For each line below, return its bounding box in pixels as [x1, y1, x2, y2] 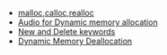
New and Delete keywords [17, 27, 116, 36]
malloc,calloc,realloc [17, 8, 94, 18]
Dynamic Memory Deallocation [17, 35, 133, 46]
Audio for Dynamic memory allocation [17, 17, 159, 27]
